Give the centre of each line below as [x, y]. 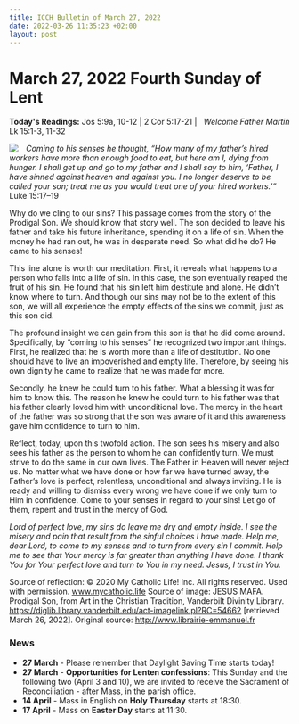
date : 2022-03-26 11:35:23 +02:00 [73, 26]
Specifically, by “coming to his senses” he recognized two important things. [148, 342]
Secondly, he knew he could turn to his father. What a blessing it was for [142, 388]
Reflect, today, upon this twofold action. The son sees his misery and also [145, 443]
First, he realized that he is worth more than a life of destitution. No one [140, 352]
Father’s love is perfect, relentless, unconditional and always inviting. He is [145, 481]
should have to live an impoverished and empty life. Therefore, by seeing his [149, 361]
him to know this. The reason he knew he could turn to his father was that [144, 398]
